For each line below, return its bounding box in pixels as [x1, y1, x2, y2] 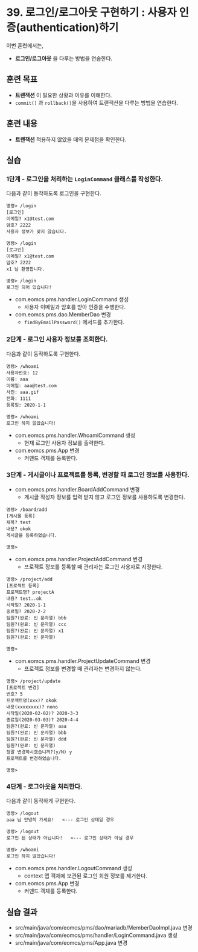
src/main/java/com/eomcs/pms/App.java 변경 [14, 939, 128, 946]
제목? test [6, 519, 31, 525]
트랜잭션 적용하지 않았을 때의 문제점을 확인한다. [14, 136, 127, 143]
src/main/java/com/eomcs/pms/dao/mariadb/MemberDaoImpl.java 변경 [14, 924, 193, 931]
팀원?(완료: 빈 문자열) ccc [6, 621, 67, 627]
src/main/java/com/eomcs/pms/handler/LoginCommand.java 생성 [14, 931, 178, 939]
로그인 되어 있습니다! [6, 284, 52, 291]
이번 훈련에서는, [6, 42, 44, 49]
